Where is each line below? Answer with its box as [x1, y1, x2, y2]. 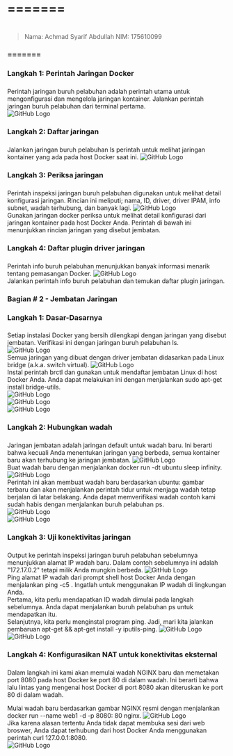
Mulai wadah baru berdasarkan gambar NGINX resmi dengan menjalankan [7, 704, 220, 712]
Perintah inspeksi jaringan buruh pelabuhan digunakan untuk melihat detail [7, 188, 221, 197]
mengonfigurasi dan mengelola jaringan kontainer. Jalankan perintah [7, 95, 204, 103]
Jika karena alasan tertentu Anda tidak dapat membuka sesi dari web [7, 718, 205, 727]
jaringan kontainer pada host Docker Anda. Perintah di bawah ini [7, 218, 192, 227]
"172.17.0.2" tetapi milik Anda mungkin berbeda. [7, 566, 144, 574]
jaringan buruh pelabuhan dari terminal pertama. [7, 102, 146, 111]
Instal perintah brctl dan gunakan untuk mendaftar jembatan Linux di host [7, 368, 218, 376]
